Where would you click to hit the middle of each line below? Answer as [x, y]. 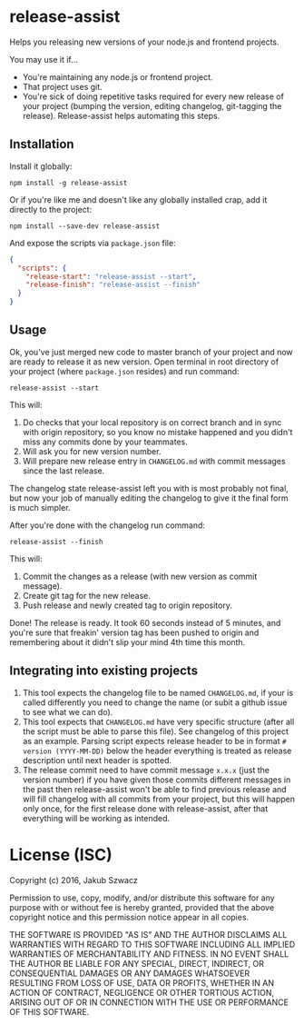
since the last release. [64, 471]
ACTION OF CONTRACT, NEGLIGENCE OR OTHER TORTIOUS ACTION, [142, 992]
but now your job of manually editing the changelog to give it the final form [149, 498]
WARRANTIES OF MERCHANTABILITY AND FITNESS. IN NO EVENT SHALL [149, 954]
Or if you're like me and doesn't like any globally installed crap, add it [138, 199]
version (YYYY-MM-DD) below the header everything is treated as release [157, 751]
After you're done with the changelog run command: [108, 525]
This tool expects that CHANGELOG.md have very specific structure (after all [158, 721]
